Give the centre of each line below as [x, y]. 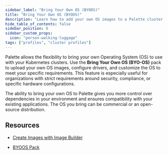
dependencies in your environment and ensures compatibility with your [79, 99]
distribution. [33, 109]
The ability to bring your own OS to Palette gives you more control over [79, 93]
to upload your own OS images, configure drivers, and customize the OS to [83, 67]
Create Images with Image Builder [48, 137]
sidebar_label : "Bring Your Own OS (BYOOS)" [53, 10]
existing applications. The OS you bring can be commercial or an [72, 104]
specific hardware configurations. [40, 84]
